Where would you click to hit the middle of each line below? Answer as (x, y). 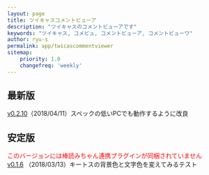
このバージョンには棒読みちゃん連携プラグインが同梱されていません (104, 156)
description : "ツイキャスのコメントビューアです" (72, 26)
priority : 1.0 (40, 59)
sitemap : (20, 53)
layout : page (26, 14)
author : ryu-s (28, 40)
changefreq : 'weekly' (51, 66)
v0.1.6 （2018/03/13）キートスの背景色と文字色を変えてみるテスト (102, 165)
